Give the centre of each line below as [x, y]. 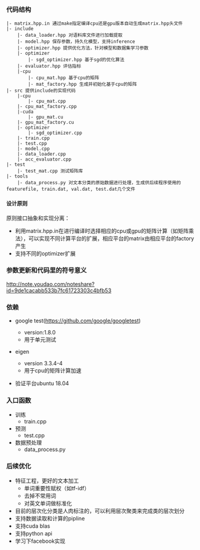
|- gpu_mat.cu [46, 117]
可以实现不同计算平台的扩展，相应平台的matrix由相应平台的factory [111, 238]
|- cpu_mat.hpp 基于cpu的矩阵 [64, 78]
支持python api [34, 533]
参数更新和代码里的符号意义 [47, 270]
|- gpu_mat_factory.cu [46, 123]
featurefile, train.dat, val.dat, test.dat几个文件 [71, 189]
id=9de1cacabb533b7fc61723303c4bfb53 [59, 290]
